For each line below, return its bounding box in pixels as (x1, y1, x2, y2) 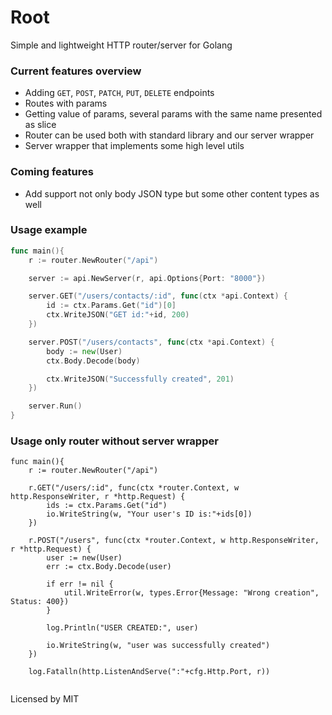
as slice (24, 119, 57, 131)
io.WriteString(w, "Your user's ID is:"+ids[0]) (46, 509, 253, 520)
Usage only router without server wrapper (10, 434, 219, 448)
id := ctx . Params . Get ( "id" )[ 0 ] (46, 301, 177, 311)
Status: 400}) (10, 597, 70, 607)
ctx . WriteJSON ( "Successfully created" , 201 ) (46, 374, 235, 384)
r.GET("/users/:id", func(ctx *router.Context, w (28, 483, 240, 493)
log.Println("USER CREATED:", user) (46, 623, 199, 633)
